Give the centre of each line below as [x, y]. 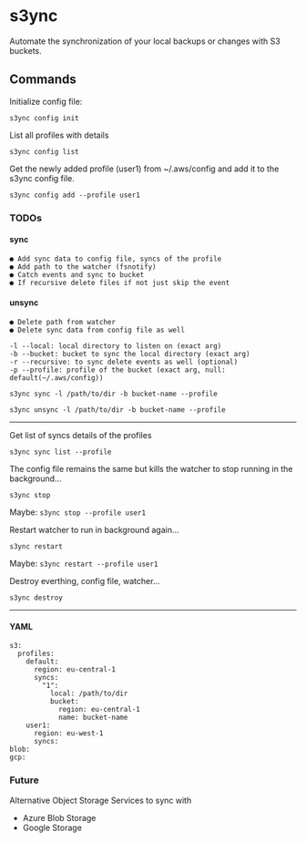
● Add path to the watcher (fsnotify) [83, 267]
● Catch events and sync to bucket [77, 274]
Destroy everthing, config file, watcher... [85, 581]
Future [24, 780]
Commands [43, 80]
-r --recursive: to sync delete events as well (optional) [124, 362]
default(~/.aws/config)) [56, 378]
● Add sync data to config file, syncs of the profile [116, 259]
